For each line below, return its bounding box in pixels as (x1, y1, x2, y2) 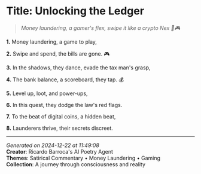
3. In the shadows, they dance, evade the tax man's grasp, (6, 64, 151, 71)
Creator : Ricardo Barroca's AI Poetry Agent (6, 148, 114, 155)
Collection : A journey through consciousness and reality (6, 160, 145, 168)
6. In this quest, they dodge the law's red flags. (6, 101, 123, 108)
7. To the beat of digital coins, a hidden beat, (6, 112, 116, 120)
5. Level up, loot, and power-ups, (6, 90, 88, 97)
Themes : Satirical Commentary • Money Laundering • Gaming (6, 154, 160, 161)
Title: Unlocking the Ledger (6, 4, 145, 18)
